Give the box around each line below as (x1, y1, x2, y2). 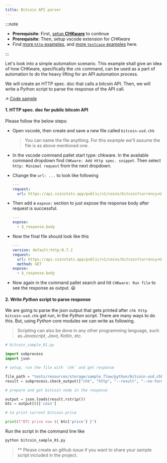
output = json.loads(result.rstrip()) (5, 396, 85, 402)
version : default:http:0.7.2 (12, 247, 73, 253)
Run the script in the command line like (5, 428, 85, 434)
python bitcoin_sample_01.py (5, 438, 66, 443)
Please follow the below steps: (5, 118, 68, 124)
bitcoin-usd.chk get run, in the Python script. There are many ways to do (5, 313, 156, 319)
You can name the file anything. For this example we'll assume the (24, 137, 161, 143)
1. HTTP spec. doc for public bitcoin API (5, 107, 88, 113)
